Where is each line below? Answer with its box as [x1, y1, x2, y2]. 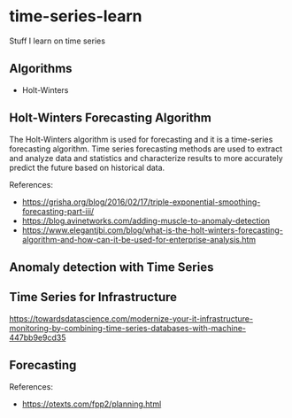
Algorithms [9, 61, 73, 76]
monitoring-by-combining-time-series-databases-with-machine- [9, 322, 246, 333]
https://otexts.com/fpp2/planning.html [21, 399, 162, 409]
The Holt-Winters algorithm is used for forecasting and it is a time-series [9, 134, 273, 144]
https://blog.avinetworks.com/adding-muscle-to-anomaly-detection [21, 215, 271, 226]
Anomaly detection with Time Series [9, 259, 214, 275]
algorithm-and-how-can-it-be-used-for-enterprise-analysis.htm [21, 234, 257, 244]
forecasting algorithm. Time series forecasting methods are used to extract [9, 143, 283, 154]
